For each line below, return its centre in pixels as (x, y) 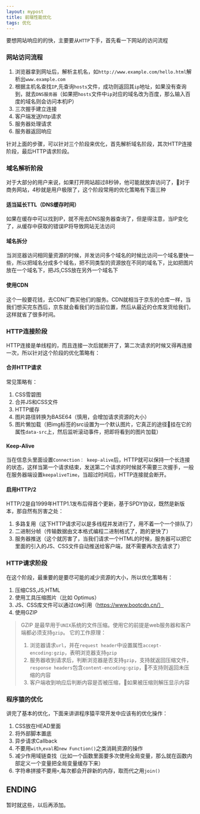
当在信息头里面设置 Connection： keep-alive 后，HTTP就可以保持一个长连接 (98, 460)
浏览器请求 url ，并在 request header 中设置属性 (86, 645)
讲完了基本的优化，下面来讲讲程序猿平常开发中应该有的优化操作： (87, 713)
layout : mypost (25, 12)
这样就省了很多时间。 (32, 314)
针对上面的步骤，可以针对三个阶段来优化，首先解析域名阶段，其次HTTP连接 (99, 144)
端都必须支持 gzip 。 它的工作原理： (63, 632)
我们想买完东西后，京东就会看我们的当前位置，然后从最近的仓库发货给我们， (100, 307)
